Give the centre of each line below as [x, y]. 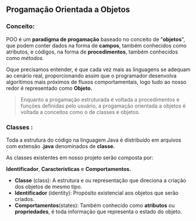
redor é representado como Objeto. [49, 88]
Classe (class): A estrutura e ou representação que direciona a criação [100, 180]
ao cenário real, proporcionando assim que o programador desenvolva [92, 75]
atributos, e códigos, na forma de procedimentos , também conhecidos [92, 52]
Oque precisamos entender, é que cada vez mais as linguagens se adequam [98, 69]
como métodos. [25, 58]
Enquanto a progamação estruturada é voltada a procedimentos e [100, 99]
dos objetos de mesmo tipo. [48, 186]
